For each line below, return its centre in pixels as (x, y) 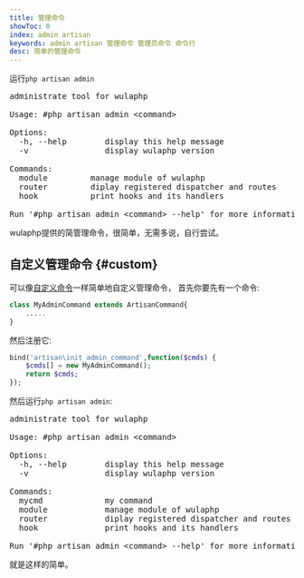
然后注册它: (31, 340)
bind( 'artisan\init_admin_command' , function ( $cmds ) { (113, 358)
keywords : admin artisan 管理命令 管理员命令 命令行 (103, 43)
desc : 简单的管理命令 (45, 52)
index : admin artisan (50, 34)
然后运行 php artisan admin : (61, 401)
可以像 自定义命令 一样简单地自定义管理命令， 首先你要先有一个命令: (134, 288)
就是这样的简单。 (41, 564)
